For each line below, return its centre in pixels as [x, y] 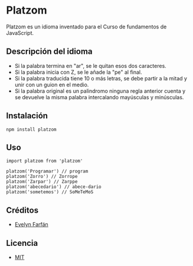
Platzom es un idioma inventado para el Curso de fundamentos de [86, 27]
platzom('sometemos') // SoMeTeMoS [50, 192]
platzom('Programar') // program [47, 171]
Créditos [22, 210]
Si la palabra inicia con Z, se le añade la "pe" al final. [78, 72]
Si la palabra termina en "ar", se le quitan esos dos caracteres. [90, 66]
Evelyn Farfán [31, 225]
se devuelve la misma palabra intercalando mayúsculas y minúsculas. [99, 97]
